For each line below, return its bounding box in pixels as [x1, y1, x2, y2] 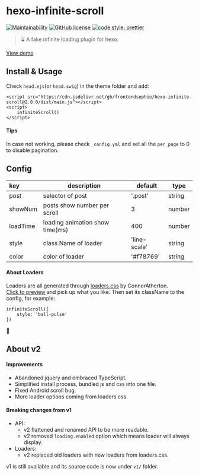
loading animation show [43, 218, 110, 226]
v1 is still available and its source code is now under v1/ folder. [6, 463, 159, 470]
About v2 [6, 344, 41, 354]
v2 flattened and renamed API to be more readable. [23, 426, 149, 433]
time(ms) [43, 226, 69, 234]
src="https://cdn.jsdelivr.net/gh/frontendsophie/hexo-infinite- [27, 94, 192, 100]
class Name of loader [43, 239, 102, 247]
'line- [131, 235, 147, 243]
